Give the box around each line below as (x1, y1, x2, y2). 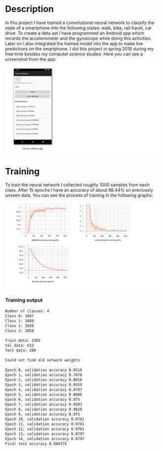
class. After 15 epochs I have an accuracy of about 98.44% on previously (5, 187, 153, 193)
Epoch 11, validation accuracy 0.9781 (5, 422, 84, 426)
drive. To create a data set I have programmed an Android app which (5, 30, 144, 36)
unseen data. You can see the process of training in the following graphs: (5, 193, 153, 198)
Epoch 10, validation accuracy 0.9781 (5, 417, 84, 422)
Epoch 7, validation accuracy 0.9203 (5, 402, 82, 407)
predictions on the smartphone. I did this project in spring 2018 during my (5, 46, 154, 52)
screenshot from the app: (5, 56, 56, 62)
